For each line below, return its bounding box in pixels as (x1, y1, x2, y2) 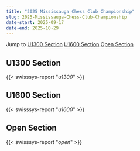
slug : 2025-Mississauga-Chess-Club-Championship (6, 14, 127, 20)
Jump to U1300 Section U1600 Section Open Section (6, 41, 134, 48)
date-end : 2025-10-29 (6, 25, 59, 31)
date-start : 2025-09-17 (6, 19, 64, 25)
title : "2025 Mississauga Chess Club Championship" (6, 8, 135, 15)
